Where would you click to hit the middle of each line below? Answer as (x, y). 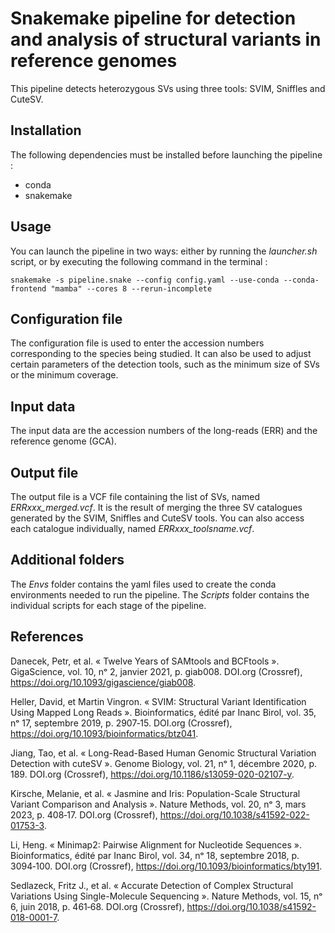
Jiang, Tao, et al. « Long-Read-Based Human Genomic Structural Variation (163, 753)
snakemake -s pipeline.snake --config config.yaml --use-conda (145, 280)
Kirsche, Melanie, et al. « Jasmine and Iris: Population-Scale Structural (155, 793)
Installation (46, 130)
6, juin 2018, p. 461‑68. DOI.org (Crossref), (97, 906)
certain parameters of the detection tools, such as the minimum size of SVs (165, 364)
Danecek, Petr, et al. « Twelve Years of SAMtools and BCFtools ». (145, 661)
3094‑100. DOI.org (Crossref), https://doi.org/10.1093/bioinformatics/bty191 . (166, 866)
